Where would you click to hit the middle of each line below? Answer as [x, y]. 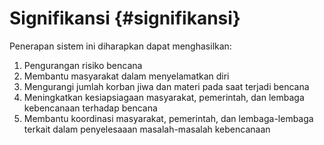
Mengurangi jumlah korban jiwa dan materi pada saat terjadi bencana [166, 86]
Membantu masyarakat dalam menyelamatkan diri [126, 76]
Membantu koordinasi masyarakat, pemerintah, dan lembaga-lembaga [168, 118]
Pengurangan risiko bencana [83, 65]
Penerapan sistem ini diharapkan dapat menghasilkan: [120, 46]
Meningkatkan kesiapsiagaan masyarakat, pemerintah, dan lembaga [164, 97]
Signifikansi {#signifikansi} [125, 18]
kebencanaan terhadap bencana [90, 108]
